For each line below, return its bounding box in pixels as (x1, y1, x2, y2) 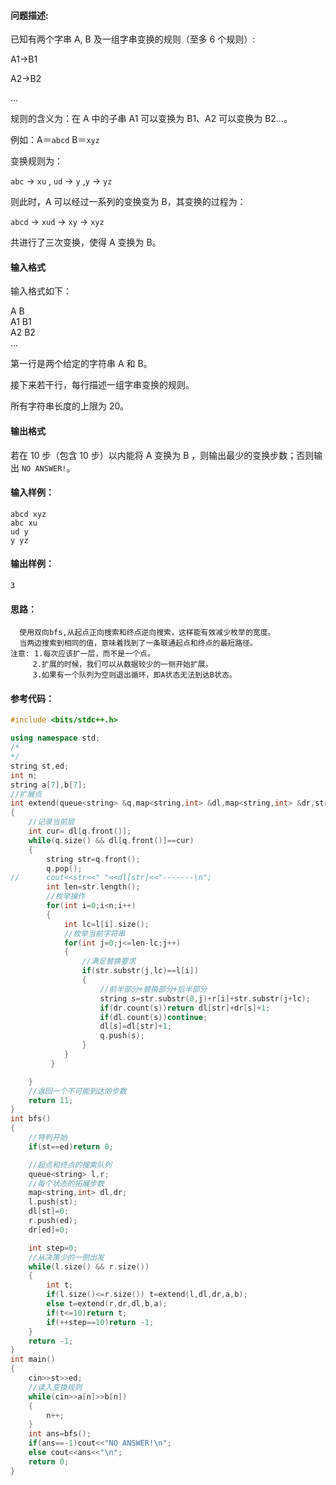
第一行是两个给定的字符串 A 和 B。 (10, 358, 153, 370)
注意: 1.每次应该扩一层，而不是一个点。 (10, 649, 155, 659)
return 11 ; (28, 1095, 74, 1105)
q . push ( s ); (99, 1031, 145, 1041)
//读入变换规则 (28, 1382, 83, 1392)
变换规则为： (10, 155, 63, 167)
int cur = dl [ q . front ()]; (28, 826, 132, 837)
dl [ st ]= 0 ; (28, 1206, 70, 1217)
